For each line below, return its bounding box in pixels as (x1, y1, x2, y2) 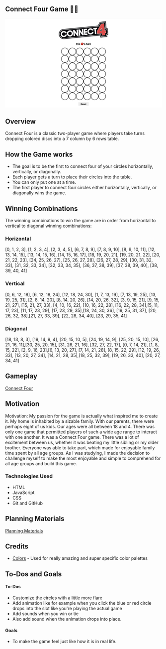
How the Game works (5, 150, 73, 158)
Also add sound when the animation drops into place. (12, 616, 122, 622)
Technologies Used (5, 473, 53, 480)
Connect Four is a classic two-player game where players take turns (5, 130, 145, 136)
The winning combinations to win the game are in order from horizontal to (5, 217, 156, 223)
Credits (5, 542, 29, 550)
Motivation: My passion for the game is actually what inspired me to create (5, 413, 158, 419)
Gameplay (5, 372, 38, 381)
